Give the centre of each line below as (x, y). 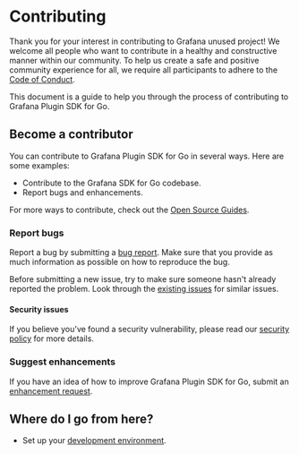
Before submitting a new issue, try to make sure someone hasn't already (143, 279)
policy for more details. (51, 338)
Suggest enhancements (63, 362)
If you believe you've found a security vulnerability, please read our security (149, 330)
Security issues (39, 309)
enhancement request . (51, 390)
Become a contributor (72, 135)
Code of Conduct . (43, 79)
